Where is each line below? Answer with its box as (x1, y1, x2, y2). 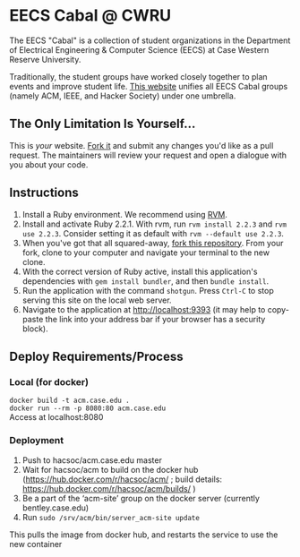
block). (21, 323, 48, 334)
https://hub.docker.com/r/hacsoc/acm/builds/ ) (21, 483, 196, 493)
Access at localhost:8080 (9, 412, 104, 423)
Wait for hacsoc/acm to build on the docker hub (21, 464, 199, 475)
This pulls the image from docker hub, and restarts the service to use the (9, 529, 279, 540)
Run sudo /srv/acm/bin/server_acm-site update (21, 511, 200, 522)
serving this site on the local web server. (21, 295, 172, 305)
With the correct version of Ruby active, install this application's (21, 266, 258, 277)
